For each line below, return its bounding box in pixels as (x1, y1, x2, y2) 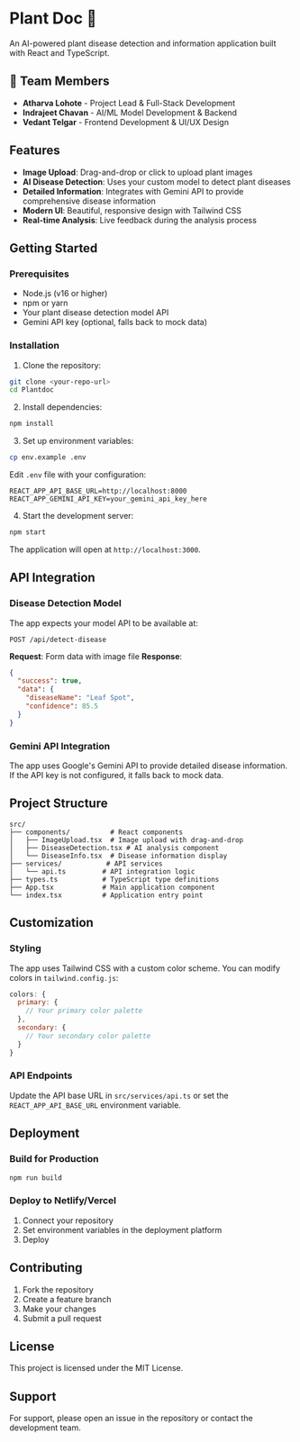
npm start (9, 528, 47, 537)
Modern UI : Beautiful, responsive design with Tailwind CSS (22, 204, 241, 215)
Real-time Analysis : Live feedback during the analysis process (22, 214, 257, 225)
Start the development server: (22, 511, 134, 521)
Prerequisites (9, 268, 69, 280)
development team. (9, 1422, 81, 1433)
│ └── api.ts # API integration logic (9, 866, 195, 876)
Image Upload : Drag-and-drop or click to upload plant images (22, 167, 253, 177)
